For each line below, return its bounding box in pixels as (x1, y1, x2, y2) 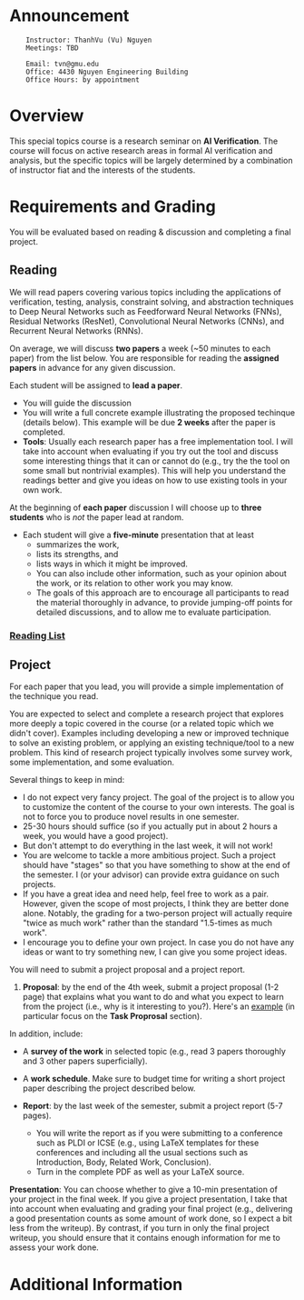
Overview (9, 105, 84, 126)
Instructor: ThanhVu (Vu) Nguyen (25, 35, 152, 45)
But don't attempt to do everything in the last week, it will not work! (22, 840, 274, 851)
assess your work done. (9, 1242, 100, 1253)
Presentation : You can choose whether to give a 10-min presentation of (9, 1184, 279, 1195)
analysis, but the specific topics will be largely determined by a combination (9, 155, 293, 165)
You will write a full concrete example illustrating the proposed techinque (22, 406, 296, 418)
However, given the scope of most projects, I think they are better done (22, 898, 289, 909)
